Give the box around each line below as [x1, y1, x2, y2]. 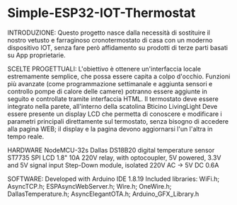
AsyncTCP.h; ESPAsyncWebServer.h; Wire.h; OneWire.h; [7, 182, 172, 190]
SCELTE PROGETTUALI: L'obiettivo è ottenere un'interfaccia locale [7, 64, 202, 73]
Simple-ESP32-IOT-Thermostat [7, 5, 196, 21]
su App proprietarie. [7, 51, 66, 59]
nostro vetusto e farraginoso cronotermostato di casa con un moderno [7, 35, 213, 44]
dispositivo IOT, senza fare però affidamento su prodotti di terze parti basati [7, 43, 229, 52]
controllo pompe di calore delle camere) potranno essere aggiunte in [7, 87, 207, 95]
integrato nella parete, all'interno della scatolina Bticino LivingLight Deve [7, 102, 218, 110]
